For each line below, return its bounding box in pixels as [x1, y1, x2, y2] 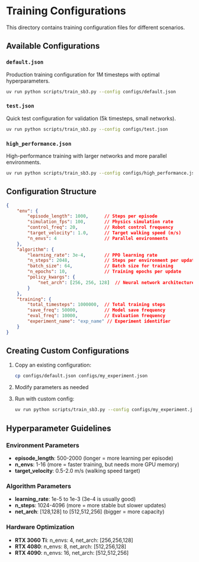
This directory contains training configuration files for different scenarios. [6, 24, 185, 31]
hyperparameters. [6, 77, 50, 84]
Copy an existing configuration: [14, 361, 92, 369]
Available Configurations [6, 41, 100, 51]
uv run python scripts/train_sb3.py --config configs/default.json [6, 89, 176, 94]
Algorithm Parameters [6, 482, 72, 490]
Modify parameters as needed [14, 384, 89, 391]
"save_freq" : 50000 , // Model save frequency [27, 307, 166, 313]
